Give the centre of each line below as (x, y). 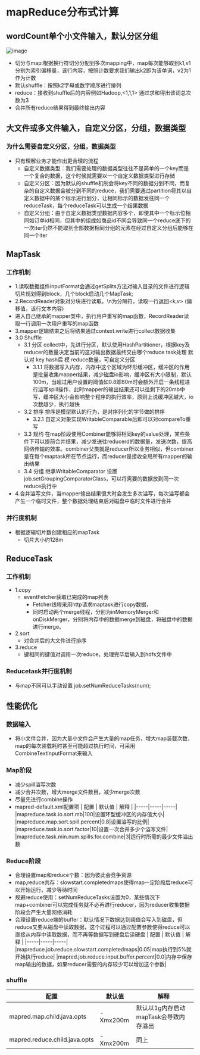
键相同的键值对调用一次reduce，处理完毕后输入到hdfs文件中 (98, 654)
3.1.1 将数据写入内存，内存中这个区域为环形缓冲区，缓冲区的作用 (111, 367)
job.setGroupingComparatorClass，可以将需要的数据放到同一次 (101, 479)
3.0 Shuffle (28, 338)
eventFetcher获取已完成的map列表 (66, 597)
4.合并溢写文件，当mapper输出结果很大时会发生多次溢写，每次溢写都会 (102, 494)
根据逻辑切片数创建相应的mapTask (57, 532)
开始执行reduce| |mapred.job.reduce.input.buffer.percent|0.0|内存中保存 (103, 957)
